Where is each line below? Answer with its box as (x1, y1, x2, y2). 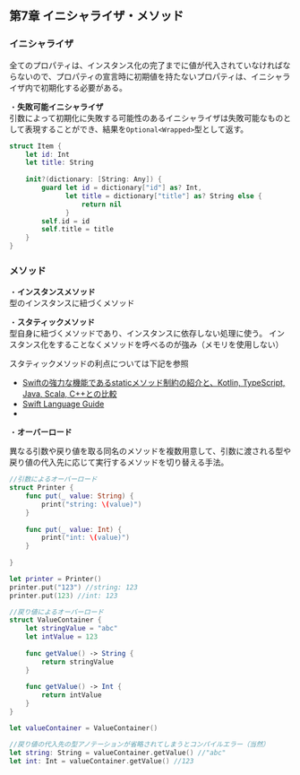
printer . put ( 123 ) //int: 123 (9, 591, 118, 600)
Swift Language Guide (21, 398, 105, 410)
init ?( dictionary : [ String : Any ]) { (25, 175, 163, 184)
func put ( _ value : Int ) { (25, 525, 123, 534)
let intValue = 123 (25, 632, 99, 641)
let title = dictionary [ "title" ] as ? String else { (65, 191, 262, 200)
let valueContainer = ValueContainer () (9, 723, 159, 733)
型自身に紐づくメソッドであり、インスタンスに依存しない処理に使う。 (9, 328, 267, 339)
